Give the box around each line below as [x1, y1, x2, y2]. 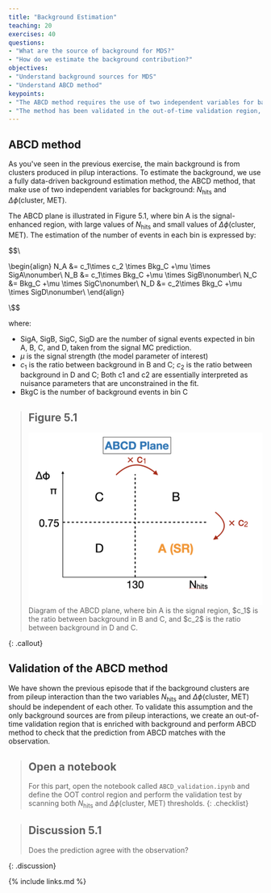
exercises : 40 [8, 30, 56, 38]
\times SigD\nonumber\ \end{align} [8, 287, 125, 296]
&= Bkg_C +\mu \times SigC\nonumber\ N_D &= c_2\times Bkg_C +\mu [8, 279, 242, 288]
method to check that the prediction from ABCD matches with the [8, 727, 226, 738]
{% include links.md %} [8, 876, 87, 886]
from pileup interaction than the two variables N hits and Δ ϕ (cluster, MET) [8, 691, 250, 703]
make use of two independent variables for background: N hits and [8, 185, 227, 196]
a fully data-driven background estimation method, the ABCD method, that [8, 176, 256, 186]
